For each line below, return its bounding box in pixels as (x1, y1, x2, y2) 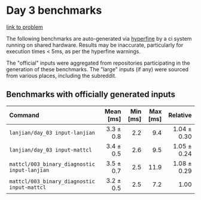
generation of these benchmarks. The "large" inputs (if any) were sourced (6, 65, 189, 72)
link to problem (6, 23, 43, 31)
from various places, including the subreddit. (6, 72, 117, 79)
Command (9, 111, 40, 119)
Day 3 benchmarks (6, 4, 102, 17)
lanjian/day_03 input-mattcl (9, 146, 92, 153)
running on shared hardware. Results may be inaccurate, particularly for (6, 41, 184, 49)
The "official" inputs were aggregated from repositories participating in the (6, 59, 190, 66)
